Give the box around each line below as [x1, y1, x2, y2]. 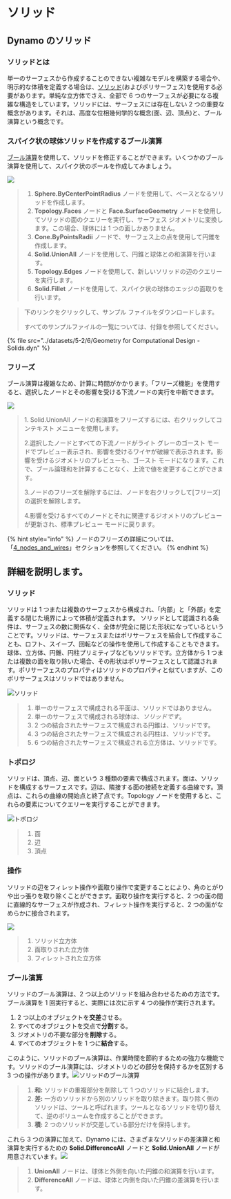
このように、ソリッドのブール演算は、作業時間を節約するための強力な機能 [7, 1054, 219, 1062]
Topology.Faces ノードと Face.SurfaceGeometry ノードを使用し [34, 207, 222, 215]
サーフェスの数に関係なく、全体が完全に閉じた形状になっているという [25, 622, 224, 631]
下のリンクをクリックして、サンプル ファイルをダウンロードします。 [23, 308, 219, 317]
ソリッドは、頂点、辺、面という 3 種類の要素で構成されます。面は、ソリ [7, 774, 214, 783]
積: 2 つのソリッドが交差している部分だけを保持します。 [34, 1120, 194, 1129]
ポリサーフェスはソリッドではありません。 [7, 674, 128, 683]
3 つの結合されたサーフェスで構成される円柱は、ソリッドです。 [34, 729, 214, 738]
